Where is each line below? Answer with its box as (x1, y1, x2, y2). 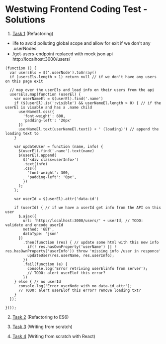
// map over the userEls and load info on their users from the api (9, 87, 155, 93)
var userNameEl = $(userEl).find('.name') (14, 96, 103, 101)
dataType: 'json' (23, 231, 59, 236)
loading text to (5, 131, 39, 136)
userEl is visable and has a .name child (5, 105, 92, 110)
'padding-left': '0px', (27, 174, 77, 180)
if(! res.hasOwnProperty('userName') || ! (27, 244, 117, 249)
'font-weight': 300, (27, 170, 70, 175)
